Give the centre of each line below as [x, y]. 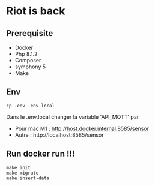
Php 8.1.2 [26, 54]
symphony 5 [30, 67]
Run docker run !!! [41, 154]
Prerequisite [30, 33]
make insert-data [28, 178]
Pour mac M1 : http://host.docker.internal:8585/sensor [82, 128]
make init [19, 167]
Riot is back [36, 11]
